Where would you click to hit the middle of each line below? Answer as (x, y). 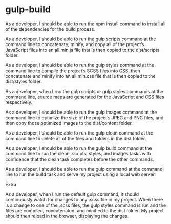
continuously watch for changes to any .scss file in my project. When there (84, 199)
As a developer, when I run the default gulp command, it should (72, 194)
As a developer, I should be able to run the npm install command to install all (85, 24)
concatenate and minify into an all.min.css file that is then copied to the (80, 76)
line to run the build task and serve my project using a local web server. (81, 174)
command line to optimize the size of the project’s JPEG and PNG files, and (84, 117)
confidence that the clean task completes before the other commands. (80, 159)
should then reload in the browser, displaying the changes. (67, 216)
